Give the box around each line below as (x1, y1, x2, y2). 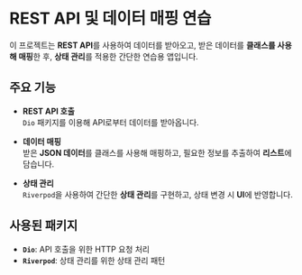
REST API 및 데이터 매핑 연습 (9, 8, 212, 29)
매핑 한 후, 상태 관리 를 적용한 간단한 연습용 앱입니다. (18, 50, 198, 61)
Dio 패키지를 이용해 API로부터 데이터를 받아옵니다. (22, 116, 200, 127)
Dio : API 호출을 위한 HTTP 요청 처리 (22, 243, 151, 254)
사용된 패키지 (9, 218, 78, 234)
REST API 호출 (22, 105, 75, 116)
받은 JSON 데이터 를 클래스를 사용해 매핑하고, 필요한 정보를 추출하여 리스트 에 (22, 147, 292, 158)
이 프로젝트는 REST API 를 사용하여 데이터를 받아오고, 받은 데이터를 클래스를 (9, 40, 276, 50)
